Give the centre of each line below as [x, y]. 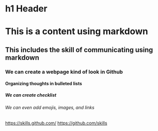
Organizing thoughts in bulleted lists [44, 84]
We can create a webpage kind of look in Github [64, 72]
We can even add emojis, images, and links [50, 108]
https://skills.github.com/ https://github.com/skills [56, 123]
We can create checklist [31, 95]
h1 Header [26, 9]
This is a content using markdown [77, 32]
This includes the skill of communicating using [79, 50]
